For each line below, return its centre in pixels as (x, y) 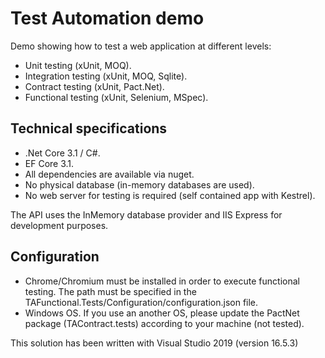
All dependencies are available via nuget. (109, 174)
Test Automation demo (107, 18)
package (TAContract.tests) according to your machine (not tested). (164, 323)
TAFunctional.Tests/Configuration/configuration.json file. (141, 302)
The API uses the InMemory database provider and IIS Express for (146, 214)
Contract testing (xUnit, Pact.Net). (94, 86)
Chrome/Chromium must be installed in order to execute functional (162, 281)
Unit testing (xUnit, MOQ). (78, 65)
